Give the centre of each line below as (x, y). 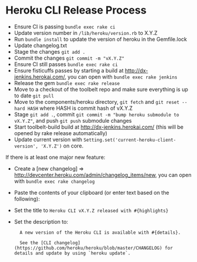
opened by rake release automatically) (60, 133)
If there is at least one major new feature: (55, 157)
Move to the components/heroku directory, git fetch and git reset (97, 101)
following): (27, 199)
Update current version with (48, 139)
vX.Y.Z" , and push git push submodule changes (73, 120)
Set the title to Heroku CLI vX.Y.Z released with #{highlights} (91, 210)
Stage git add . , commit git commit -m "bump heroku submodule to (96, 114)
